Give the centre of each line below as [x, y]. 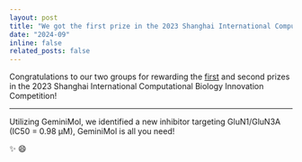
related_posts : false [50, 51]
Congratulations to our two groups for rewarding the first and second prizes [150, 76]
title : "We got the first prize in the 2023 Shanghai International [140, 26]
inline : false [36, 43]
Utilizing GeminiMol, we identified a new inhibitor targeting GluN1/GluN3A [145, 121]
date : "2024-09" [40, 34]
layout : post [34, 18]
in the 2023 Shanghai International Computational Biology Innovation [137, 86]
